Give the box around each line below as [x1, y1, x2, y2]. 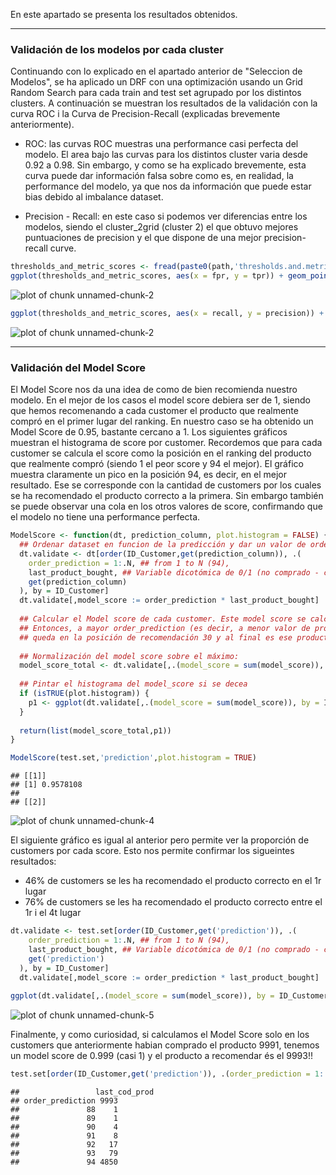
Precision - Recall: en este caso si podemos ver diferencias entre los [24, 210, 308, 223]
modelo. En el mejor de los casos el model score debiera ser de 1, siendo [10, 394, 311, 406]
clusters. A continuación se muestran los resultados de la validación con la [10, 97, 318, 109]
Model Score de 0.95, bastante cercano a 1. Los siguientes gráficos [10, 426, 288, 438]
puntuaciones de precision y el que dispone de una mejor [24, 232, 262, 244]
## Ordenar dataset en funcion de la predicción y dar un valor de [19, 540, 307, 550]
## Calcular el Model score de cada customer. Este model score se [19, 614, 307, 624]
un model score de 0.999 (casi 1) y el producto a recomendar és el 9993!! [10, 1050, 313, 1062]
